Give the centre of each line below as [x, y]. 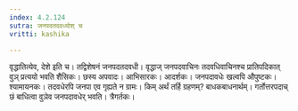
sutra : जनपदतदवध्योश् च [46, 26]
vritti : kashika [39, 34]
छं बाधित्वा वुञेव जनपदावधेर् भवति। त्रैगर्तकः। [72, 97]
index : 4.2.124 [37, 17]
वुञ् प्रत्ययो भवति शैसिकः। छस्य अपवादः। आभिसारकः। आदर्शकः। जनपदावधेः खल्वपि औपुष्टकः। [143, 77]
